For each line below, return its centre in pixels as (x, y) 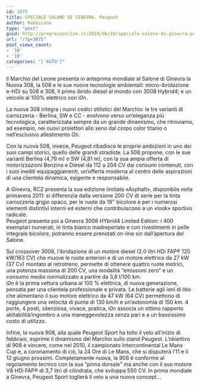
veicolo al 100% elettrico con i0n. (47, 97)
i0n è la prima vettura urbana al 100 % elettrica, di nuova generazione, (92, 283)
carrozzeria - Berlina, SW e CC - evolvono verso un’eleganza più (85, 115)
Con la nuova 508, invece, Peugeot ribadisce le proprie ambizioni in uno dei (99, 146)
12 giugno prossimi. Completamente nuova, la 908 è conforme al (85, 357)
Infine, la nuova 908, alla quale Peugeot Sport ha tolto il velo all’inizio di (93, 332)
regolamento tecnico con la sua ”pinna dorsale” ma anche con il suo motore (99, 364)
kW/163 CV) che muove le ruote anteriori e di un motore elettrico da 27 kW (98, 257)
